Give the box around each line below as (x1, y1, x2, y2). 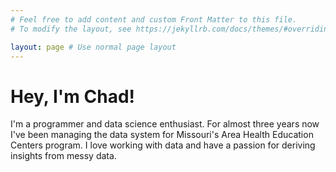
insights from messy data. (10, 150, 117, 162)
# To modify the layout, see (10, 24, 132, 34)
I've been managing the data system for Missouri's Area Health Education (10, 129, 314, 141)
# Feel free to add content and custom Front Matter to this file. (10, 14, 298, 25)
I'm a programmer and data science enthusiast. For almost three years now (10, 118, 320, 130)
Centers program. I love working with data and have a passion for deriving (10, 139, 316, 151)
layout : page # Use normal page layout (10, 42, 177, 52)
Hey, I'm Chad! (10, 85, 136, 108)
